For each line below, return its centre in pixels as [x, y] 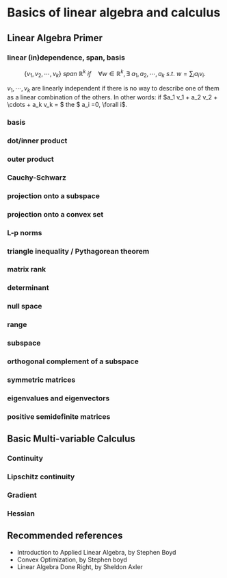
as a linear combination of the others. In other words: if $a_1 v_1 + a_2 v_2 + [112, 97]
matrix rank [27, 269]
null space [25, 306]
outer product [31, 159]
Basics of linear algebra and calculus [114, 13]
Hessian [21, 514]
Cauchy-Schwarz [37, 178]
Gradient [22, 495]
